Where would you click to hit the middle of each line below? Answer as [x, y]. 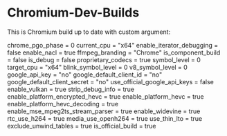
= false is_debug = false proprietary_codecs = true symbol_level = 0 [104, 59]
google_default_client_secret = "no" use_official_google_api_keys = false [111, 81]
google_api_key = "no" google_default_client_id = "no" [85, 75]
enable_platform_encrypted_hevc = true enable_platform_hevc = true [106, 96]
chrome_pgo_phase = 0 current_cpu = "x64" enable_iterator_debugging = [113, 45]
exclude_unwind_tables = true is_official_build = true [82, 126]
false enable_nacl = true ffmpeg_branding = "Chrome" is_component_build [114, 52]
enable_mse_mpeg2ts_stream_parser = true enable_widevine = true [104, 111]
